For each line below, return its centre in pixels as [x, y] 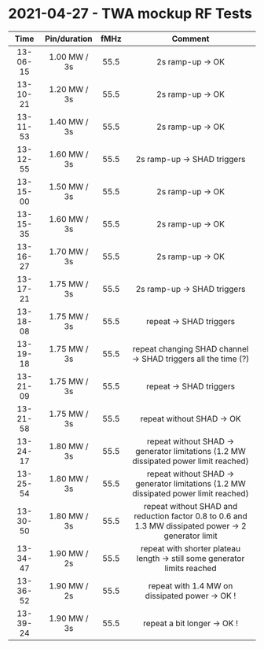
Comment [191, 39]
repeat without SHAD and [191, 506]
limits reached [191, 568]
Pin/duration [68, 39]
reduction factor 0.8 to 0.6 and [190, 516]
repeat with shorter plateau [191, 548]
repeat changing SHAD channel [191, 348]
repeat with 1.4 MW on [191, 585]
